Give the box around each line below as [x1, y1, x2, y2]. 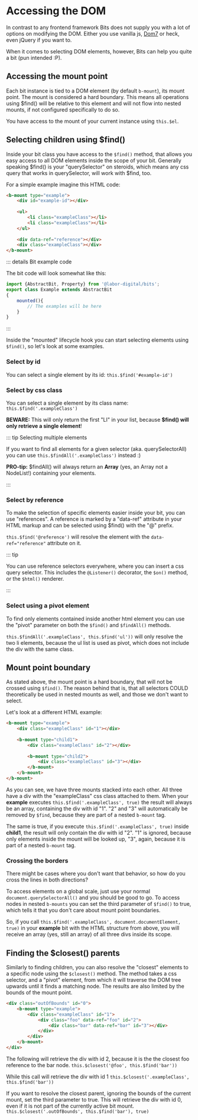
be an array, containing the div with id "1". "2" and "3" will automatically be [6, 805, 188, 812]
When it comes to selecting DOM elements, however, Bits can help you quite [6, 47, 192, 55]
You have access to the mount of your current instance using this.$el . [6, 117, 179, 125]
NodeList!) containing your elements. [6, 469, 96, 476]
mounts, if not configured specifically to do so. [6, 106, 120, 113]
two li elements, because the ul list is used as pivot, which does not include [6, 639, 189, 646]
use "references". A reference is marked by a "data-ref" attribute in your [6, 516, 182, 523]
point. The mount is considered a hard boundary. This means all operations [6, 93, 189, 100]
